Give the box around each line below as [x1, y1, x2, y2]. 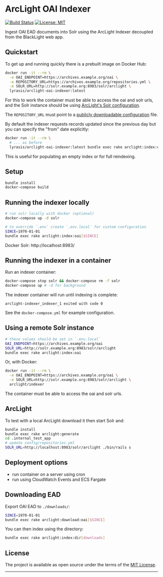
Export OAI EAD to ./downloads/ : [5, 503, 70, 509]
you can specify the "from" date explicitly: [5, 126, 89, 132]
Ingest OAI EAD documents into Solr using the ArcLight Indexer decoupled [5, 29, 153, 34]
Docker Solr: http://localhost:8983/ [5, 242, 75, 248]
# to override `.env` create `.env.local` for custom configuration [5, 224, 147, 229]
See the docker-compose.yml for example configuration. [5, 310, 115, 316]
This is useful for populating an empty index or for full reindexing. [5, 153, 136, 159]
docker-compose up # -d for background [5, 283, 86, 288]
